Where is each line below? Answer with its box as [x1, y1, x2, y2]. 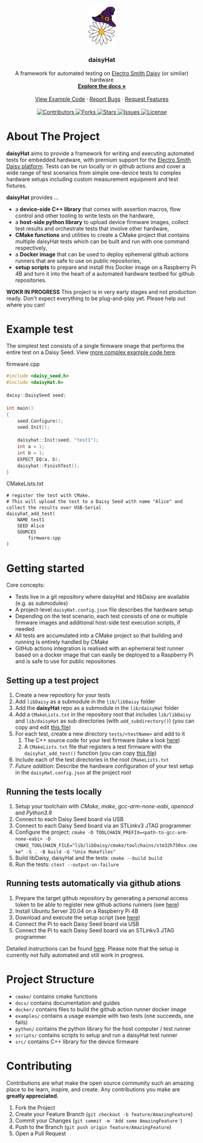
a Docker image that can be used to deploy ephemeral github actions [15, 250, 189, 258]
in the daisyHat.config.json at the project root [15, 769, 131, 776]
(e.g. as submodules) [15, 599, 68, 607]
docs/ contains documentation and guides [15, 999, 120, 1006]
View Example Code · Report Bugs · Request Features [35, 95, 169, 103]
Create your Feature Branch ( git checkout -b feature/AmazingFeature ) [15, 1110, 193, 1117]
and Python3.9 [15, 809, 52, 816]
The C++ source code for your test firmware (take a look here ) [24, 737, 181, 744]
